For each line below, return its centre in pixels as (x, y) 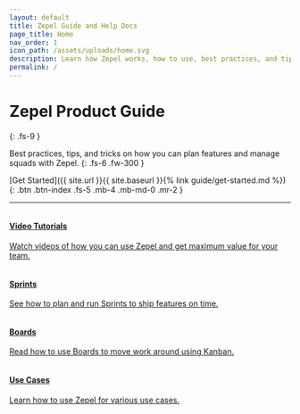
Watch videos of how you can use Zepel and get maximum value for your (144, 246)
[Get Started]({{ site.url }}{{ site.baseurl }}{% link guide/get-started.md (140, 180)
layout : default (39, 17)
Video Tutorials (38, 226)
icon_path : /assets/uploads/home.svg (79, 51)
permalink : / (33, 68)
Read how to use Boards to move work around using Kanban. (122, 352)
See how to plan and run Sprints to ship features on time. (114, 303)
